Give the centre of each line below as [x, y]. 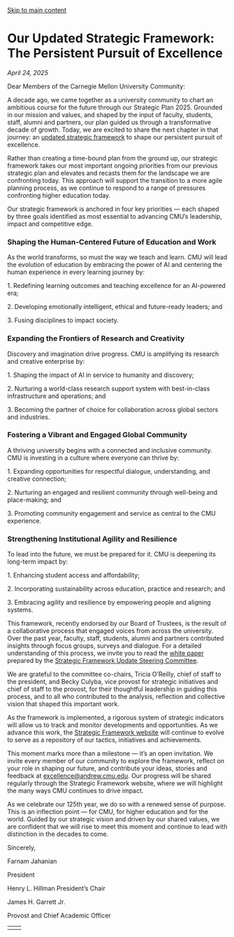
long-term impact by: [38, 562]
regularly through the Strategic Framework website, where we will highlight [115, 784]
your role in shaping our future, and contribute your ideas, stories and [107, 768]
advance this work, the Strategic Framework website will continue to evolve [116, 732]
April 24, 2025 [28, 72]
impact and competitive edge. [50, 224]
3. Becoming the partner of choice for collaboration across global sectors [113, 409]
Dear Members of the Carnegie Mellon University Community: [96, 86]
